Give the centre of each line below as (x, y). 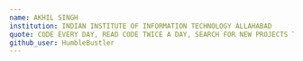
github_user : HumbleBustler (62, 43)
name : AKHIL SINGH (44, 17)
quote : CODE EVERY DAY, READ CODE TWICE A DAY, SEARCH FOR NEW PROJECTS (149, 34)
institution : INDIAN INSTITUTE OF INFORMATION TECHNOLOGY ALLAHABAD (141, 26)
